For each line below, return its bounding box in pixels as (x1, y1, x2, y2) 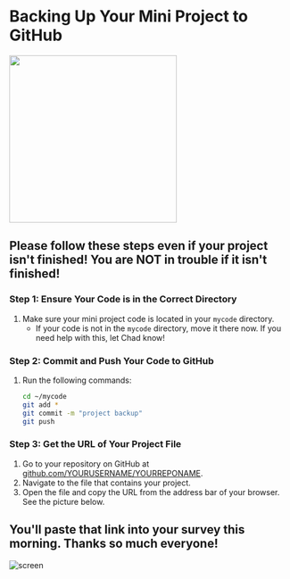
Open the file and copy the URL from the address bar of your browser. (21, 486, 280, 497)
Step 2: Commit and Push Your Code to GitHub (9, 354, 214, 367)
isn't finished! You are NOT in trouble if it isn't (9, 252, 268, 268)
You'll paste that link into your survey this (9, 522, 245, 537)
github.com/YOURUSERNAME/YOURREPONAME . (21, 467, 203, 478)
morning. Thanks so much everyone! (9, 536, 219, 551)
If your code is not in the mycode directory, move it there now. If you (35, 323, 282, 334)
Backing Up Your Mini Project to (9, 6, 248, 27)
